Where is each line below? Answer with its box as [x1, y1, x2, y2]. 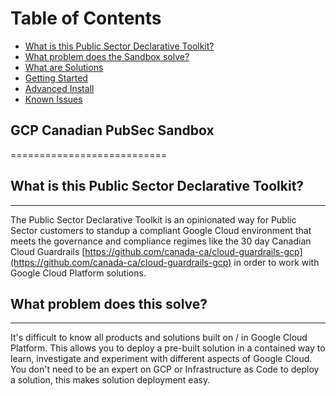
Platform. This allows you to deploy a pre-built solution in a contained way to [10, 342, 326, 354]
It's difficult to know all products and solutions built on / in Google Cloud [10, 332, 308, 344]
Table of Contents [10, 7, 162, 30]
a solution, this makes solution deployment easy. [10, 374, 211, 386]
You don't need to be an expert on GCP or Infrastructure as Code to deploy [10, 363, 320, 376]
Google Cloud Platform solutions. [10, 267, 147, 279]
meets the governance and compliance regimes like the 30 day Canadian [10, 235, 312, 247]
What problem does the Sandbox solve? [24, 50, 190, 62]
